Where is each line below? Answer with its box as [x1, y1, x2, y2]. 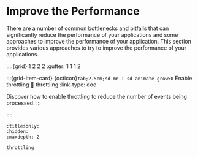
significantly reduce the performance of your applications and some [6, 31, 178, 38]
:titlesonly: [6, 123, 40, 129]
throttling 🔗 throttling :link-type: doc [6, 81, 97, 88]
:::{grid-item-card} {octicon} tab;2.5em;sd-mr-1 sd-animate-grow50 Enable [6, 74, 192, 82]
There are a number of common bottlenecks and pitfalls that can [6, 25, 169, 32]
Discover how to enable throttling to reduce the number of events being [6, 93, 187, 100]
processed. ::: [6, 99, 41, 107]
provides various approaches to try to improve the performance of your [6, 44, 187, 52]
